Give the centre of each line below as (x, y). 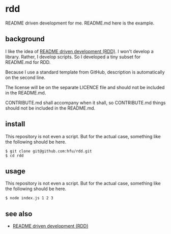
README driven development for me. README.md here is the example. (80, 23)
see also (19, 214)
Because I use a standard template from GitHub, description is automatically (85, 72)
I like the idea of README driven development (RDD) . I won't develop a (79, 51)
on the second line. (25, 77)
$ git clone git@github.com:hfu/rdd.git (49, 151)
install (15, 124)
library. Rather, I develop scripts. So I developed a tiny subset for (73, 57)
